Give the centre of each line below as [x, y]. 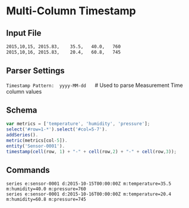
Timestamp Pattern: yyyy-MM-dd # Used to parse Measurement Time [94, 85]
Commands [28, 170]
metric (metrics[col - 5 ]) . [37, 141]
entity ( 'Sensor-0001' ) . [36, 146]
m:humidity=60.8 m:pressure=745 [46, 200]
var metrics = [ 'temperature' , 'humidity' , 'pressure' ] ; [78, 124]
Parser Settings [36, 71]
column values [24, 91]
